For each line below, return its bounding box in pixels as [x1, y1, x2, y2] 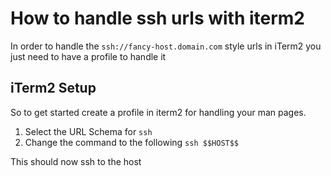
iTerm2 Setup [10, 80, 97, 97]
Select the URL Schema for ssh [24, 125, 153, 137]
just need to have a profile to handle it [10, 50, 167, 62]
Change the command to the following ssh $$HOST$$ [24, 136, 240, 148]
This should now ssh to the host [10, 155, 142, 167]
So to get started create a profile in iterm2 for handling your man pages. [10, 106, 307, 118]
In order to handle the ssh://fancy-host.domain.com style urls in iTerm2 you [10, 40, 322, 52]
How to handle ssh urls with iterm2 [10, 7, 306, 30]
